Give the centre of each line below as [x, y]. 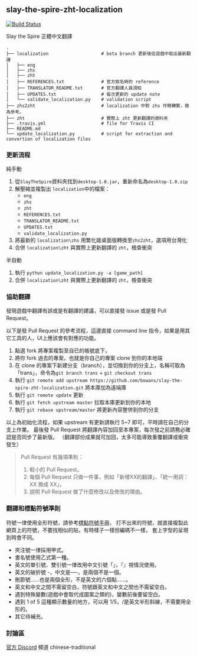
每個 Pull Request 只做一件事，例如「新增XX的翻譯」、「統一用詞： [109, 477]
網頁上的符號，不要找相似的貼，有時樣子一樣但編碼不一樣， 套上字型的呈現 [97, 530]
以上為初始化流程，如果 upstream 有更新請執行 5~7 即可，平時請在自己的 [95, 423]
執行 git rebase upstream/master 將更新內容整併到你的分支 [87, 410]
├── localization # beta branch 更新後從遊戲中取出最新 [96, 53]
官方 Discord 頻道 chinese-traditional [51, 647]
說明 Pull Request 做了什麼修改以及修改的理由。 [87, 492]
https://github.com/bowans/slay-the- [136, 381]
